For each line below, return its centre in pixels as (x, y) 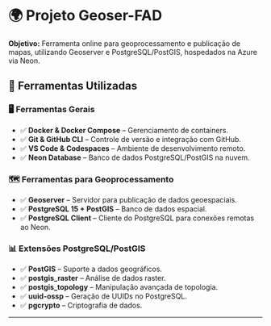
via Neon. (24, 61)
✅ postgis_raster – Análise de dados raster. (93, 278)
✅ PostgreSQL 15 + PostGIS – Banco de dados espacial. (113, 209)
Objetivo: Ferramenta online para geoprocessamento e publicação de (124, 43)
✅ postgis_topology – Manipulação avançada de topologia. (119, 287)
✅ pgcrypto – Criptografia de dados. (81, 305)
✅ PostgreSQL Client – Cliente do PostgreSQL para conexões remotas (137, 218)
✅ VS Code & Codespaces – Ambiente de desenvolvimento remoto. (133, 148)
